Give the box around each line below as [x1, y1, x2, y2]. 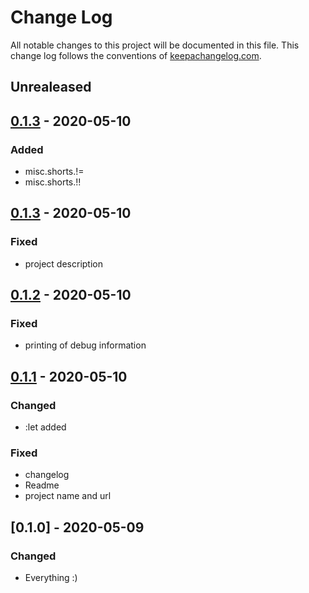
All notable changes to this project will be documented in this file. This [10, 39, 300, 51]
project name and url [24, 490, 112, 502]
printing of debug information [24, 339, 147, 351]
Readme [24, 479, 60, 491]
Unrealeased [10, 79, 92, 96]
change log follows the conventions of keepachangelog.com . [10, 49, 262, 61]
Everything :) [24, 572, 78, 584]
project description [24, 257, 103, 270]
